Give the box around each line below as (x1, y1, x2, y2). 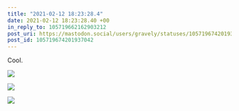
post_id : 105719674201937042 (7, 37, 94, 44)
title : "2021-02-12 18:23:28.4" (7, 10, 103, 18)
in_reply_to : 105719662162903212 (7, 23, 107, 30)
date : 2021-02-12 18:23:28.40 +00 (7, 17, 110, 24)
